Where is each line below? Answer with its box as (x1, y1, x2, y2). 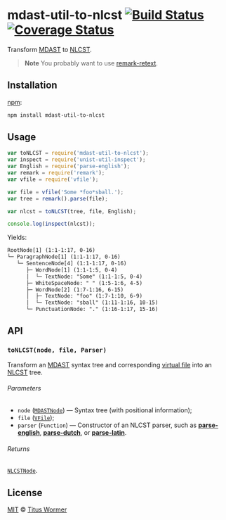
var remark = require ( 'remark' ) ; (7, 170, 105, 177)
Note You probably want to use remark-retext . (24, 58, 158, 67)
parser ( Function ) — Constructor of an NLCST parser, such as (17, 421, 197, 429)
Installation (7, 80, 58, 91)
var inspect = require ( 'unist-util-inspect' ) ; (7, 156, 146, 163)
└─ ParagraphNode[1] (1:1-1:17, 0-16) (7, 253, 121, 260)
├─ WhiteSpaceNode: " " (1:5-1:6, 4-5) (25, 279, 142, 286)
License (7, 486, 43, 499)
